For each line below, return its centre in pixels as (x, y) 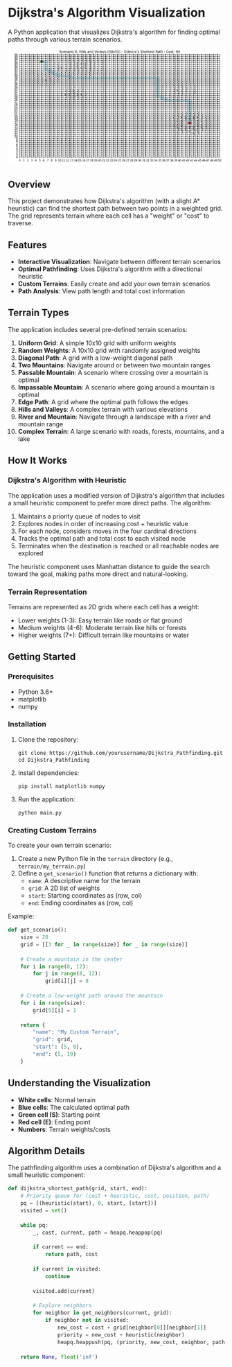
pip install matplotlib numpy (62, 786)
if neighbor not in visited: (87, 1321)
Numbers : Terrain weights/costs (64, 1129)
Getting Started (42, 657)
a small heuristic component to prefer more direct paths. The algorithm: (110, 503)
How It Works (38, 461)
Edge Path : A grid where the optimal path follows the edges (103, 402)
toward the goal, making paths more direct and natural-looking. (98, 574)
